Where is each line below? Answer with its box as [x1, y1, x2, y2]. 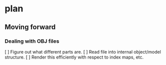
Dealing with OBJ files [4, 38, 59, 45]
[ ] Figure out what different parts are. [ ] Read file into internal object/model [4, 49, 161, 55]
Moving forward [4, 23, 56, 31]
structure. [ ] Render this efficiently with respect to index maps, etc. [4, 54, 144, 60]
